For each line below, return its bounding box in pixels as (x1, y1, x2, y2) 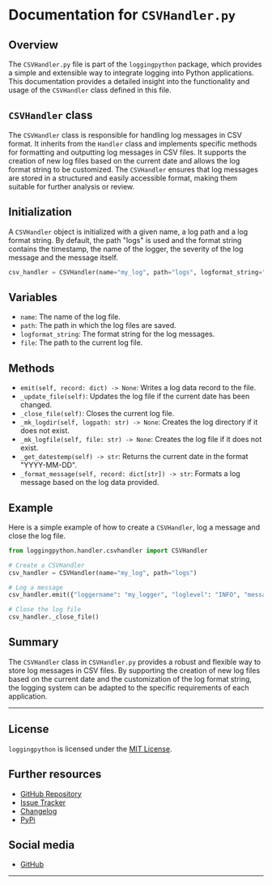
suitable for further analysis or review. (8, 181, 135, 191)
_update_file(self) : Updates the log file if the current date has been (19, 391, 250, 402)
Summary (8, 636, 59, 649)
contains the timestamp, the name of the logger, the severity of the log (8, 244, 244, 253)
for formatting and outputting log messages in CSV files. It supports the (8, 147, 247, 157)
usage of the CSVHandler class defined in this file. (8, 85, 172, 95)
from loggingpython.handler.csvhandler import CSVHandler (8, 547, 208, 555)
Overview (8, 38, 59, 52)
